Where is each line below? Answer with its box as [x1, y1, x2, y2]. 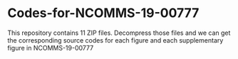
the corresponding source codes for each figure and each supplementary [7, 36, 224, 44]
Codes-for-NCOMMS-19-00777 [7, 5, 200, 21]
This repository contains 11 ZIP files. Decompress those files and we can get [7, 28, 231, 37]
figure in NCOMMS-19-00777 [7, 43, 94, 52]
